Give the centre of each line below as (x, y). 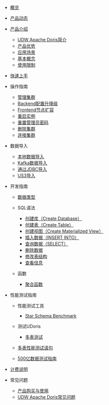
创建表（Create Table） (49, 225)
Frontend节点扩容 (36, 110)
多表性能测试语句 (35, 348)
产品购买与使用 (33, 391)
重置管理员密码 (33, 122)
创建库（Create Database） (53, 218)
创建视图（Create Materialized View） (64, 231)
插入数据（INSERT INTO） (52, 237)
